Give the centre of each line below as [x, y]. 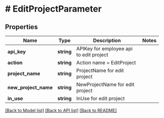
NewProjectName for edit [105, 84]
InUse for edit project [101, 98]
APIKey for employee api [104, 49]
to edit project [92, 55]
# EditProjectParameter [53, 9]
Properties [21, 27]
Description [107, 41]
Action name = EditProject [106, 63]
